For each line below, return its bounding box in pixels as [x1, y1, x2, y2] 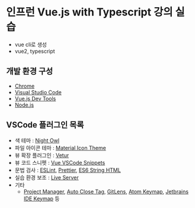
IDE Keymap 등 [23, 195, 60, 202]
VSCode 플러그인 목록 [6, 120, 84, 130]
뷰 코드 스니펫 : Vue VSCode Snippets [14, 159, 106, 166]
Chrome [14, 82, 35, 89]
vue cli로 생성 [14, 41, 47, 48]
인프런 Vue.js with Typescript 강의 [6, 5, 173, 19]
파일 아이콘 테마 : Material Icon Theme [14, 144, 107, 151]
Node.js [14, 101, 34, 108]
